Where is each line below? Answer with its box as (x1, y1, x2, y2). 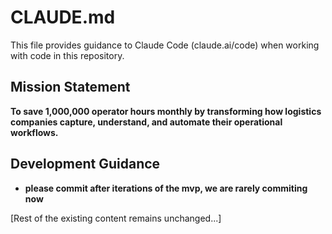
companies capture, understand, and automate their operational (10, 116, 283, 128)
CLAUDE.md (10, 6, 116, 29)
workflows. (10, 126, 59, 138)
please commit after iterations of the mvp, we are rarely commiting (24, 182, 308, 194)
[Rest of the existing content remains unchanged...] (10, 212, 222, 224)
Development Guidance (10, 156, 161, 173)
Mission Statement (10, 79, 131, 96)
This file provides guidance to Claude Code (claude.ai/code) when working (10, 39, 320, 51)
